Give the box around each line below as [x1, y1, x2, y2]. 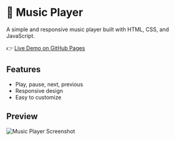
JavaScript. [6, 32, 35, 39]
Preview [6, 111, 38, 121]
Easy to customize [15, 93, 62, 101]
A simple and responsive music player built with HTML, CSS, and [6, 26, 170, 33]
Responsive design [15, 87, 63, 94]
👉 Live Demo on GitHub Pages [6, 44, 85, 51]
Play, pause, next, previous [15, 81, 84, 88]
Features [6, 64, 41, 75]
